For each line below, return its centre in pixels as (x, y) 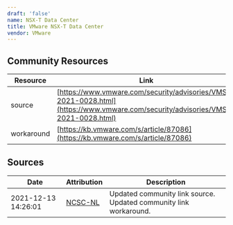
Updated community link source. (162, 193)
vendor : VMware (29, 33)
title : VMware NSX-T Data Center (55, 26)
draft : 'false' (29, 13)
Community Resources (58, 61)
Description (166, 182)
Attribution (84, 182)
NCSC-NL (83, 202)
